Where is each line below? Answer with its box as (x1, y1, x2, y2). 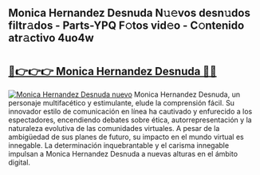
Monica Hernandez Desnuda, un (134, 89, 241, 99)
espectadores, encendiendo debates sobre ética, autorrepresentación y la (8, 115, 253, 125)
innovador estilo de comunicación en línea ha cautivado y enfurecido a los (8, 107, 253, 116)
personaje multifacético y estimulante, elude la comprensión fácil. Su (8, 98, 235, 107)
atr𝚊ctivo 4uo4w (8, 31, 94, 45)
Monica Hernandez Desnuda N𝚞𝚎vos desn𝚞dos (8, 6, 251, 20)
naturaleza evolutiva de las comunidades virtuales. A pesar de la (8, 124, 220, 133)
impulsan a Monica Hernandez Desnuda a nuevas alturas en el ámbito (8, 149, 238, 158)
